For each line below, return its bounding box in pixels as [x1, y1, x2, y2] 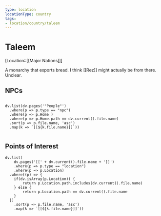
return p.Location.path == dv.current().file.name [22, 189, 128, 194]
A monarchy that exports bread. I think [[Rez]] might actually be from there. [5, 67, 157, 73]
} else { [14, 185, 32, 190]
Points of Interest [5, 142, 59, 151]
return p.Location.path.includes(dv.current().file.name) [22, 180, 143, 185]
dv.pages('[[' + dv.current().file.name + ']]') [14, 159, 115, 164]
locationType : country [5, 12, 51, 17]
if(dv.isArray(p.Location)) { [14, 176, 76, 181]
